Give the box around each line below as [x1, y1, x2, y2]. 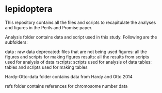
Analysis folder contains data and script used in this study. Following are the [5, 34, 158, 40]
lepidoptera [5, 3, 52, 15]
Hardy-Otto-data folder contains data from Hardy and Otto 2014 [5, 74, 133, 79]
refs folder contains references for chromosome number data [5, 83, 128, 89]
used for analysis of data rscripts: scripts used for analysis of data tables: [5, 59, 152, 65]
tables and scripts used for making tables [5, 64, 88, 70]
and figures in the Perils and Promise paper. [5, 24, 93, 30]
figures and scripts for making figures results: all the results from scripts [5, 54, 149, 59]
